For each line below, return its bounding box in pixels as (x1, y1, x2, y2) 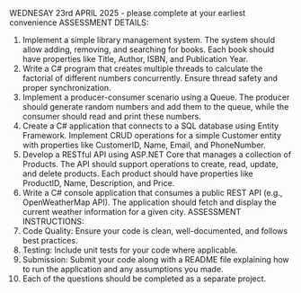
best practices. (22, 235, 78, 245)
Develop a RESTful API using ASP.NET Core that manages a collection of (22, 149, 292, 160)
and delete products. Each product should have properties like (22, 168, 253, 179)
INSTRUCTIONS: (22, 216, 84, 226)
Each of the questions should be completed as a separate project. (22, 273, 267, 284)
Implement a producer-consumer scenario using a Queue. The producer (22, 92, 290, 102)
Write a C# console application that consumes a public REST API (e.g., (22, 188, 283, 198)
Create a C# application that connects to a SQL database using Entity (22, 120, 279, 131)
